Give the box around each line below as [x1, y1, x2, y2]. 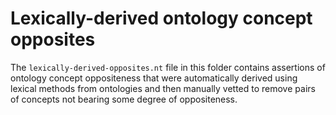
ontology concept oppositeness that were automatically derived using [10, 72, 298, 84]
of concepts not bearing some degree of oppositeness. [10, 93, 238, 105]
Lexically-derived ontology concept [10, 7, 313, 30]
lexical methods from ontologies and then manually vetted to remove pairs [10, 82, 316, 94]
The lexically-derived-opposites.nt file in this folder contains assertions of [10, 61, 326, 73]
